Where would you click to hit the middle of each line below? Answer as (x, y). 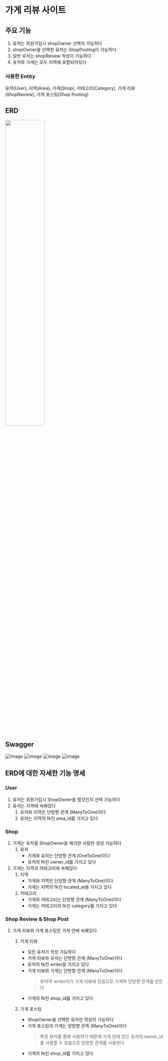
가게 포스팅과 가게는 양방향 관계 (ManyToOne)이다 (77, 1026)
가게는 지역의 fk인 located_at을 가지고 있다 (69, 887)
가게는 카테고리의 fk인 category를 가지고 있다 (72, 906)
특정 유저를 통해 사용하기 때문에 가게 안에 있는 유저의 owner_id (101, 1036)
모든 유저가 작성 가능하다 (52, 952)
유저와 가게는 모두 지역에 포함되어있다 (49, 62)
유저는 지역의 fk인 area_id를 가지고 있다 (59, 818)
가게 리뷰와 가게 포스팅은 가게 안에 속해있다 (55, 931)
